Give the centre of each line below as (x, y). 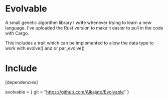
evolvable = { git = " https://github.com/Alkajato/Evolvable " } (67, 92)
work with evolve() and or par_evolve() (45, 48)
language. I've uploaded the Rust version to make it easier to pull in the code (84, 27)
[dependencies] (22, 82)
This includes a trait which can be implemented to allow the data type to (79, 42)
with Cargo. (17, 33)
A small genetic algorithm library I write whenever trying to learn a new (78, 22)
